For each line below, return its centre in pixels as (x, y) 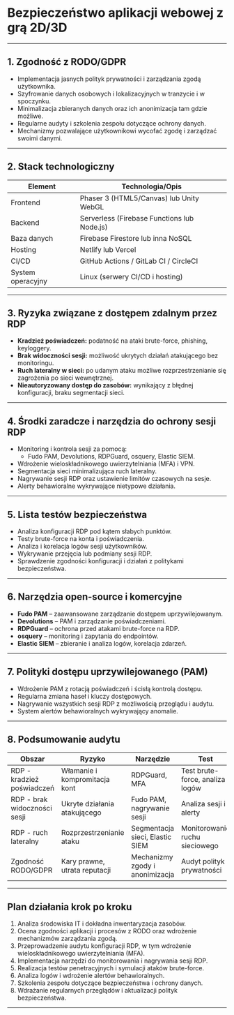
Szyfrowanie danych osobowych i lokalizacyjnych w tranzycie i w (111, 94)
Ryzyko (93, 759)
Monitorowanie (205, 829)
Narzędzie (153, 759)
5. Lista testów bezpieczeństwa (77, 514)
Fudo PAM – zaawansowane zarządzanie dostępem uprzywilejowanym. (120, 614)
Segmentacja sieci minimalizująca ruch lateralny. (87, 471)
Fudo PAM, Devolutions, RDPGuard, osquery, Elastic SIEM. (111, 457)
